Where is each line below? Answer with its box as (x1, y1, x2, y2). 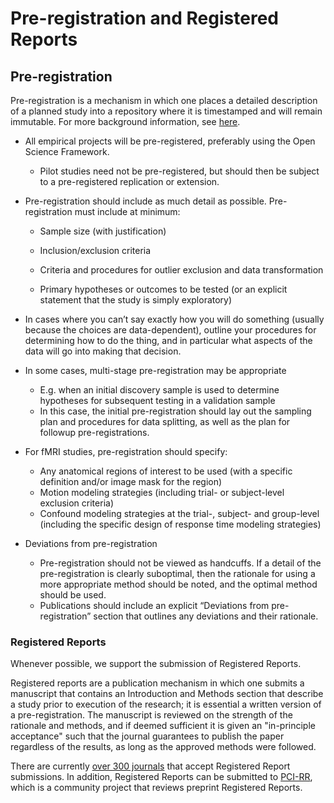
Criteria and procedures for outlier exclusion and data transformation (39, 264, 324, 276)
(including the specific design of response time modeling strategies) (39, 518, 322, 530)
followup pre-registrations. (39, 427, 150, 438)
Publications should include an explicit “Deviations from (39, 600, 270, 611)
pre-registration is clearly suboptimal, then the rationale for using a (39, 568, 316, 579)
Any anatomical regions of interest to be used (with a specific (39, 465, 293, 477)
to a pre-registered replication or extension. (39, 176, 220, 187)
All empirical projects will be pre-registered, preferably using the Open (24, 135, 316, 147)
